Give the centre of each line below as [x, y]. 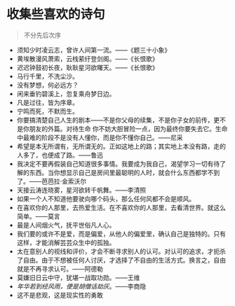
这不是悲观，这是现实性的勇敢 [60, 295]
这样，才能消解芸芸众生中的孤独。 [66, 242]
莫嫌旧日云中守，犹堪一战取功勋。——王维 [78, 277]
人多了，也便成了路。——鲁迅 [60, 155]
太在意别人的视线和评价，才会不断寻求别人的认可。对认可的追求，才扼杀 [121, 251]
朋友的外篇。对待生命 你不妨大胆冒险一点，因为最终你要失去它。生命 [128, 128]
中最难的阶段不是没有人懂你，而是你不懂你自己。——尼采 [100, 137]
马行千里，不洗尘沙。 [47, 76]
